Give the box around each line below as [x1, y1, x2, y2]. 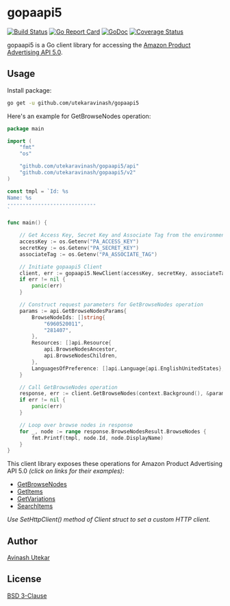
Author [7, 535, 38, 547]
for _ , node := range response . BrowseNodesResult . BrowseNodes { [19, 428, 207, 435]
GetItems [16, 487, 43, 496]
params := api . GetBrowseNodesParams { [19, 307, 127, 314]
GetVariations [16, 495, 56, 503]
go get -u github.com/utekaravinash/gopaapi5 [7, 100, 139, 106]
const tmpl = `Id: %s [7, 187, 69, 195]
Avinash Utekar [7, 554, 50, 562]
